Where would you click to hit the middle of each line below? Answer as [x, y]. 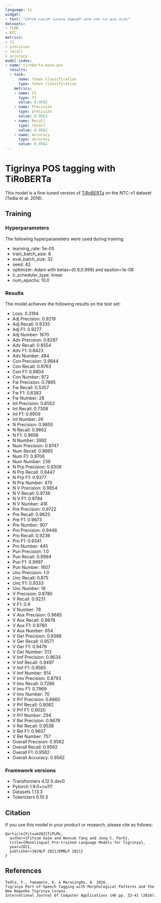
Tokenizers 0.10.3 [30, 797]
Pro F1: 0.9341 [27, 541]
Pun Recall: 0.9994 [32, 556]
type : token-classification [47, 84]
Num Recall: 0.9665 [33, 451]
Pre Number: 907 [30, 525]
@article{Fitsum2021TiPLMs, [34, 834]
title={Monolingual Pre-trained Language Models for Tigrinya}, [78, 843]
